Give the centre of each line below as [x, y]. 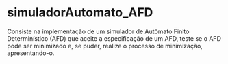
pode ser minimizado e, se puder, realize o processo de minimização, [105, 46]
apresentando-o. [31, 53]
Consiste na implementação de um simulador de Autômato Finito [98, 31]
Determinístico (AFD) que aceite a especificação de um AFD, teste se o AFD [114, 38]
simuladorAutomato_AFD [80, 13]
